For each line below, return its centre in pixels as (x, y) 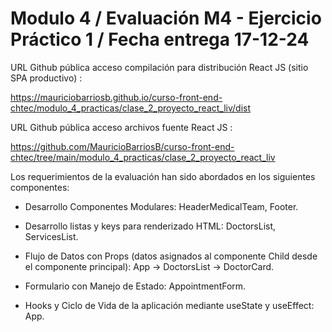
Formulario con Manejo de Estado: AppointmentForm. (135, 286)
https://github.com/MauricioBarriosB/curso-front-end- (122, 146)
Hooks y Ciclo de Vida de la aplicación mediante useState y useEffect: (169, 305)
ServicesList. (51, 236)
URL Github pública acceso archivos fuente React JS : (121, 127)
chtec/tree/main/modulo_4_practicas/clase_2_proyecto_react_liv (143, 157)
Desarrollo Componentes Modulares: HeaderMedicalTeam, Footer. (161, 206)
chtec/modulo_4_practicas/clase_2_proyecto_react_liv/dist (131, 108)
